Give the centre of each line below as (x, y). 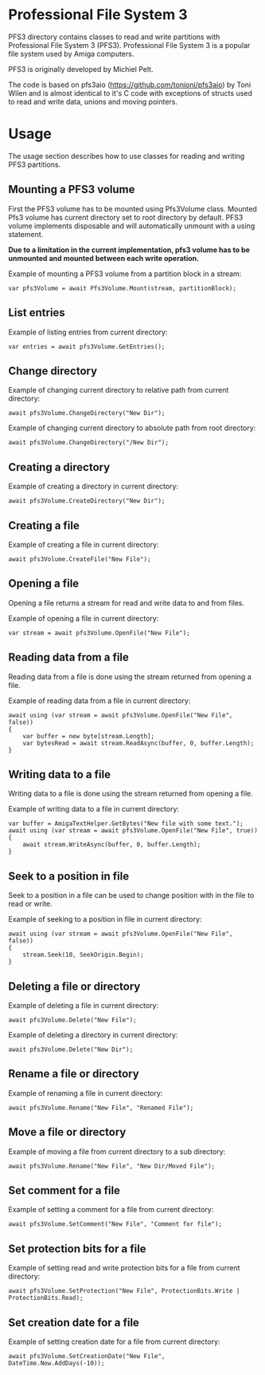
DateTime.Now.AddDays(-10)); (57, 1363)
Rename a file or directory (74, 1074)
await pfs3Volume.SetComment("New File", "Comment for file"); (115, 1224)
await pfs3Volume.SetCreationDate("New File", (87, 1357)
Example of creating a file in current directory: (84, 544)
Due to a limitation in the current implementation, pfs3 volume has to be (129, 250)
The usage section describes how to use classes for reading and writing (127, 156)
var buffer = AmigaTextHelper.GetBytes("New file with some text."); (126, 824)
